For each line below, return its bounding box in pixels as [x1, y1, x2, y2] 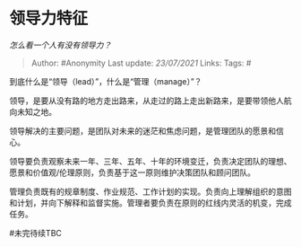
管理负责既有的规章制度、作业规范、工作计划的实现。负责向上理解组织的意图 [9, 186, 292, 197]
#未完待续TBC [9, 227, 63, 238]
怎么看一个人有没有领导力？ [9, 40, 112, 50]
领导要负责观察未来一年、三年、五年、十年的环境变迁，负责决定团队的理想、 [9, 155, 292, 166]
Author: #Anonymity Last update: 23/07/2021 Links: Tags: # [30, 57, 252, 68]
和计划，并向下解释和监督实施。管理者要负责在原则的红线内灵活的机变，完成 [9, 197, 292, 207]
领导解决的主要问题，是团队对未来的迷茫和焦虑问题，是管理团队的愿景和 [9, 125, 276, 136]
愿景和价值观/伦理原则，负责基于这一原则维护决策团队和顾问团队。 [9, 167, 256, 178]
